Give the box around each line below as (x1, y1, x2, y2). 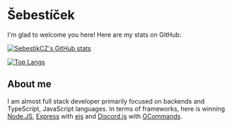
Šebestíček (7, 7, 76, 23)
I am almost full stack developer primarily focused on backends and (7, 97, 205, 105)
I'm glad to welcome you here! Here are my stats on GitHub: (7, 30, 182, 39)
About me (7, 78, 52, 90)
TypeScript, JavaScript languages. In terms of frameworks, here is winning (7, 104, 225, 113)
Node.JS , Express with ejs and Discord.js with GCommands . (7, 111, 182, 120)
